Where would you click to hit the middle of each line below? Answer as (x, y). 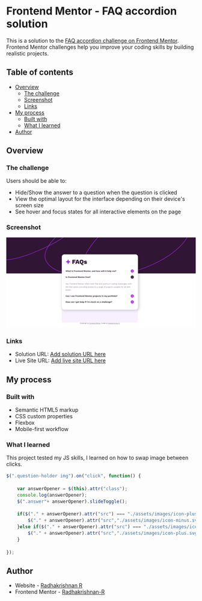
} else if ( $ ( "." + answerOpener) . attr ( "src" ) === (79, 527)
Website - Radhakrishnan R (49, 585)
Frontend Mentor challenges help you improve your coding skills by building (100, 47)
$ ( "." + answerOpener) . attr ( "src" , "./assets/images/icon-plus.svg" (114, 533)
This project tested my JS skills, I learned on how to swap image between (97, 458)
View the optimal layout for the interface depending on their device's (100, 199)
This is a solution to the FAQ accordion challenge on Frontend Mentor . (93, 40)
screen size (29, 206)
